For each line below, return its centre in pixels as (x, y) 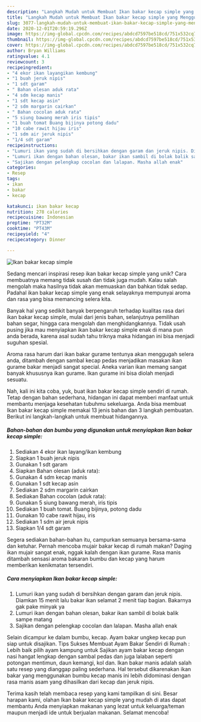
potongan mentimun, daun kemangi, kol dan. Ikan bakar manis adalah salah (99, 663)
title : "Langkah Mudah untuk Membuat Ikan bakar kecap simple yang (92, 17)
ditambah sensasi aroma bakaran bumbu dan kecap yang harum (86, 559)
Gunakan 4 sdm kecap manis (51, 477)
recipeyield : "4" (28, 234)
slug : (13, 23)
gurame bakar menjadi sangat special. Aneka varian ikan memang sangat (97, 366)
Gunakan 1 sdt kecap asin (47, 483)
